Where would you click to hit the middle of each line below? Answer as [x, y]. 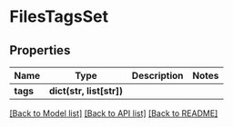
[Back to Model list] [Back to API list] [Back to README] [114, 113]
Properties [40, 50]
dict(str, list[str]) [86, 91]
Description [157, 76]
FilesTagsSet [59, 17]
